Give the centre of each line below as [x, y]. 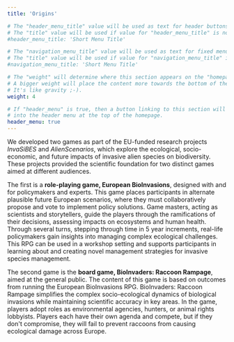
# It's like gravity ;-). [45, 90]
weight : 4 [22, 97]
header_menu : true [34, 122]
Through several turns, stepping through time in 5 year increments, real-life [115, 229]
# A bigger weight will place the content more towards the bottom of [112, 83]
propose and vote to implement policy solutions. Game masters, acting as [112, 207]
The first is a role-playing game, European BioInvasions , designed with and [117, 185]
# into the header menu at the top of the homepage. [85, 115]
